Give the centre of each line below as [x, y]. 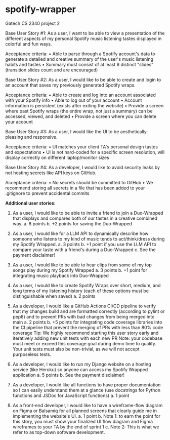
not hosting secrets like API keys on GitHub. [51, 173]
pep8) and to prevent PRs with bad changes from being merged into [83, 316]
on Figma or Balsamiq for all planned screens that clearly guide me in [84, 411]
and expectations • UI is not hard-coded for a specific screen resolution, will [85, 152]
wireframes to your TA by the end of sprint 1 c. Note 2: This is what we [86, 427]
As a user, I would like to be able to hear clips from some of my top [82, 265]
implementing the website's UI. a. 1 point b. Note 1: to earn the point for [87, 416]
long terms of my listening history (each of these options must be [81, 291]
